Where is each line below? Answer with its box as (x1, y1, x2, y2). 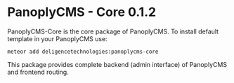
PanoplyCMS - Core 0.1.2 (7, 4, 157, 20)
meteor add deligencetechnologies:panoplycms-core (7, 48, 159, 55)
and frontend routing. (7, 68, 69, 76)
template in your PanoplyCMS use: (7, 34, 108, 43)
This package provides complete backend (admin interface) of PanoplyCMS (7, 60, 227, 68)
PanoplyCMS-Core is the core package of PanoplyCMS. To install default (7, 27, 219, 36)
